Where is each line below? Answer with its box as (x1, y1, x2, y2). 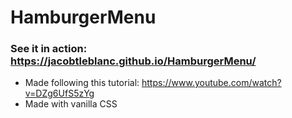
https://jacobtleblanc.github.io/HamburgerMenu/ (10, 54, 257, 68)
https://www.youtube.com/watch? (141, 77, 282, 89)
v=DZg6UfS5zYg (24, 87, 95, 100)
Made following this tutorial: (24, 77, 140, 89)
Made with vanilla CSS (24, 98, 118, 110)
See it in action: (10, 42, 88, 56)
